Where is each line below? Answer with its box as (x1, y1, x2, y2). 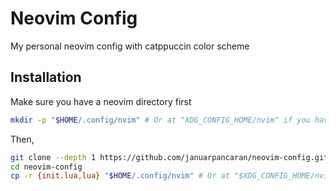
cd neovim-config (10, 162, 83, 172)
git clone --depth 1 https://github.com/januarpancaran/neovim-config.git (10, 152, 329, 162)
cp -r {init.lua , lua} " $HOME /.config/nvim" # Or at (10, 171, 230, 181)
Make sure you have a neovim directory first (10, 95, 192, 107)
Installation (10, 69, 82, 86)
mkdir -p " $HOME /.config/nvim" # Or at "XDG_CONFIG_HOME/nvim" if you (10, 115, 311, 125)
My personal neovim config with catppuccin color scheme (10, 40, 250, 52)
